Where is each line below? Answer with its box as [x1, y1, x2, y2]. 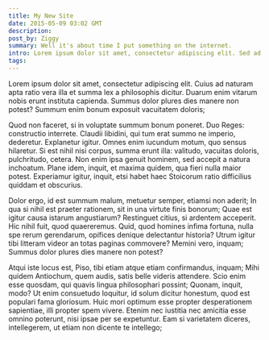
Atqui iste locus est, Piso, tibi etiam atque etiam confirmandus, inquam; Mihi [8, 263, 260, 272]
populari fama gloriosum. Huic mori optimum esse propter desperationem [8, 296, 252, 306]
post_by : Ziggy [8, 34, 60, 43]
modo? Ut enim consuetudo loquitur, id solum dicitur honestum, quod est [8, 288, 250, 298]
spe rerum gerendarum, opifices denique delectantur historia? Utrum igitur [8, 230, 256, 239]
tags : [8, 57, 27, 65]
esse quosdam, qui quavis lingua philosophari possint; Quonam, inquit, [8, 280, 243, 289]
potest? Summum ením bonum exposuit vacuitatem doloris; [8, 104, 205, 114]
